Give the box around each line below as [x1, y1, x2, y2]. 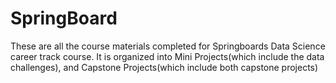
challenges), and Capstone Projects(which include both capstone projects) [10, 61, 319, 73]
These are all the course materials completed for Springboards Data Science [10, 40, 326, 52]
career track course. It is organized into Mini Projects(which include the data [10, 50, 325, 62]
